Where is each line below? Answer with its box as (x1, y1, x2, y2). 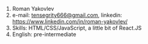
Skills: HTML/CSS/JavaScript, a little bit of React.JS (12, 24, 142, 31)
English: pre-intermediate (12, 31, 76, 38)
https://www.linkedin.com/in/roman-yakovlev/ (12, 18, 128, 25)
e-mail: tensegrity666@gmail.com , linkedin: (12, 11, 122, 19)
